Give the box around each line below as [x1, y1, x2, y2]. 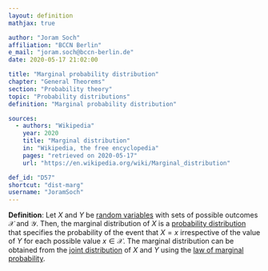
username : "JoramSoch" [8, 189, 84, 197]
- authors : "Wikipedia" [15, 122, 94, 130]
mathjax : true [8, 19, 56, 27]
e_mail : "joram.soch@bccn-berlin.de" [8, 49, 134, 57]
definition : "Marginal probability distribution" [8, 100, 178, 108]
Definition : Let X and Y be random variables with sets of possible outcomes [8, 210, 258, 220]
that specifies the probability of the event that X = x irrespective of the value [8, 228, 261, 237]
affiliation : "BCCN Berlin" [8, 41, 102, 49]
